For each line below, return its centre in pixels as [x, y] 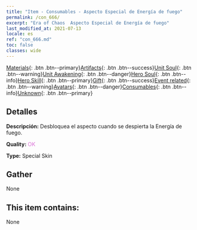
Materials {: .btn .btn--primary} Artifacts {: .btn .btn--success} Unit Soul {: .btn [99, 68]
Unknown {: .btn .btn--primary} [55, 93]
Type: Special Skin [29, 155]
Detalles [22, 112]
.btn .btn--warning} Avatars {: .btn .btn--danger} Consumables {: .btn [89, 87]
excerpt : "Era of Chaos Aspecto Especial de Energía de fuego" [88, 23]
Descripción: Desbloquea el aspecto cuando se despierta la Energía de [94, 126]
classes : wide [24, 51]
